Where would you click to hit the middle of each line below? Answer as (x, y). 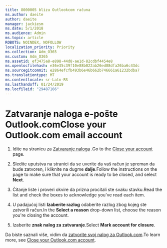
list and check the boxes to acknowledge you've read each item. (79, 195)
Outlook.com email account (64, 135)
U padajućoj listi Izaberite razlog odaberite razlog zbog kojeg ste (79, 205)
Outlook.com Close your (56, 125)
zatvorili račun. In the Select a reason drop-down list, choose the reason (87, 210)
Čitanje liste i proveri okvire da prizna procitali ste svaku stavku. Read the (87, 190)
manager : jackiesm (24, 24)
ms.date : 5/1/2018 (24, 29)
